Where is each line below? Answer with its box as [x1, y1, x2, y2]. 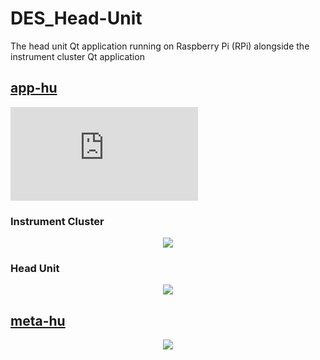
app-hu [10, 80, 58, 97]
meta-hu [10, 312, 66, 329]
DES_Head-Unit [10, 7, 143, 30]
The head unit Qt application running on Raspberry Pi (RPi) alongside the [10, 40, 310, 52]
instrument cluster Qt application [10, 50, 145, 62]
